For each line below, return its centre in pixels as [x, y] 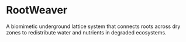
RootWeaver [37, 10]
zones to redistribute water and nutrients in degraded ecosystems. [86, 32]
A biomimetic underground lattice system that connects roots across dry [93, 26]
